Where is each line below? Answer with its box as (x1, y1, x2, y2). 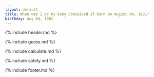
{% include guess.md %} (5, 39, 55, 45)
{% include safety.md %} (5, 58, 56, 64)
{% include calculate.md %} (5, 48, 61, 54)
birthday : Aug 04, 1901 (5, 16, 54, 21)
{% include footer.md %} (5, 67, 55, 73)
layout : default (5, 7, 38, 12)
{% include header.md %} (5, 30, 57, 36)
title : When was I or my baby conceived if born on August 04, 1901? (5, 12, 150, 17)
